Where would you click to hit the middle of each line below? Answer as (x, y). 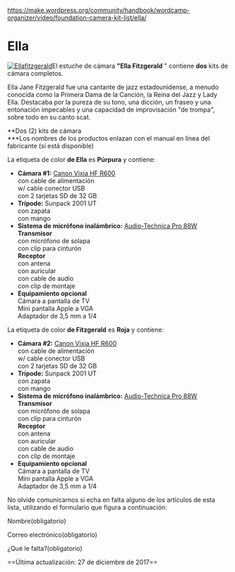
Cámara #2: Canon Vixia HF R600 (67, 343)
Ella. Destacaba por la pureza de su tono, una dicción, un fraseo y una (109, 102)
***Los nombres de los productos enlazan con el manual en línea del (109, 138)
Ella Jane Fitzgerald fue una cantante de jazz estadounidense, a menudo (113, 87)
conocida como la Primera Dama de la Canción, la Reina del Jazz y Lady (112, 94)
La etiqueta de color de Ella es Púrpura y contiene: (82, 159)
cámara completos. (35, 73)
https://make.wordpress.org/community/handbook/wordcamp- (99, 10)
